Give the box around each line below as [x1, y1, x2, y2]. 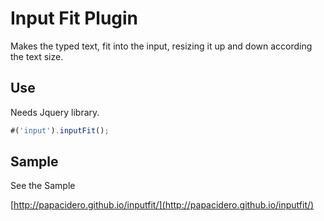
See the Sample [10, 180, 76, 192]
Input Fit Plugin [10, 7, 139, 30]
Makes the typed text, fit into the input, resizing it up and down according [10, 40, 313, 52]
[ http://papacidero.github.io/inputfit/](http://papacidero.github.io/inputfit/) [10, 199, 315, 211]
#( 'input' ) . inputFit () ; [10, 125, 110, 136]
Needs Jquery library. [10, 106, 100, 118]
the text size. [10, 50, 64, 62]
